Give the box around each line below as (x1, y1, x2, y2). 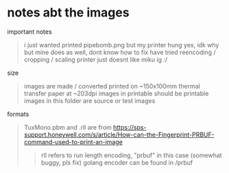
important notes (7, 27, 53, 36)
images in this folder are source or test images (23, 96, 156, 104)
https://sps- (112, 123, 147, 131)
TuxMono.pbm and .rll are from (23, 123, 112, 131)
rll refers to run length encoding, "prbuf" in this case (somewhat (40, 151, 222, 159)
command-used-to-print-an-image (23, 137, 123, 146)
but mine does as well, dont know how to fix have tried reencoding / (23, 48, 216, 56)
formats (7, 110, 29, 118)
